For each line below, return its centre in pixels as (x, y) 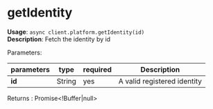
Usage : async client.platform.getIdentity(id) (76, 32)
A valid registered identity (160, 81)
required (97, 69)
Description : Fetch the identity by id (59, 39)
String (66, 81)
